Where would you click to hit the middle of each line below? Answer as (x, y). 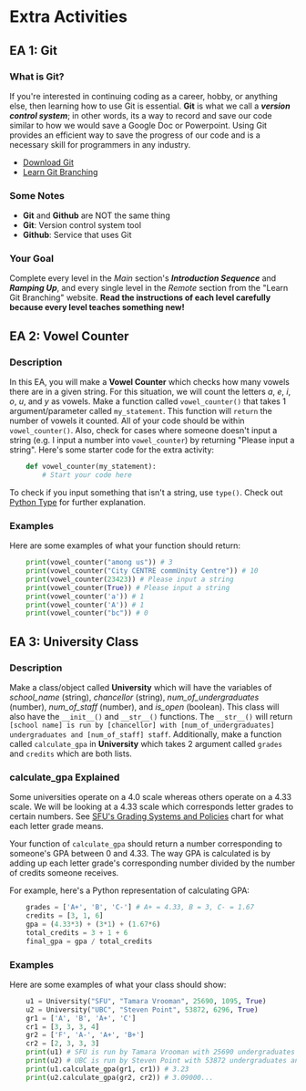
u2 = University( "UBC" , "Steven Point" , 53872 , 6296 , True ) (142, 1010)
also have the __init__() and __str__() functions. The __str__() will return (151, 717)
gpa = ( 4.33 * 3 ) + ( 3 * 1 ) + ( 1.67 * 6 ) (93, 925)
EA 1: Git (33, 51)
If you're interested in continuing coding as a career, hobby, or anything (143, 96)
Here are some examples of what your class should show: (118, 984)
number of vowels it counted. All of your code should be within (127, 421)
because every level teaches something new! (97, 307)
